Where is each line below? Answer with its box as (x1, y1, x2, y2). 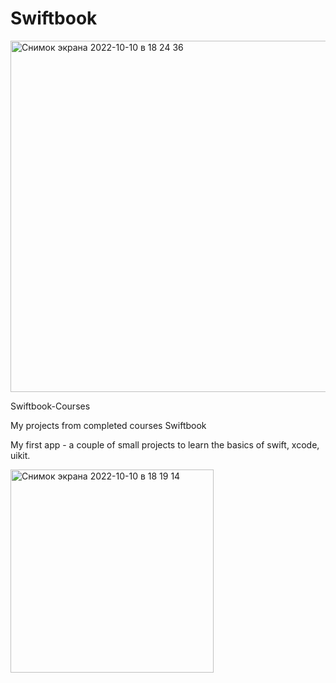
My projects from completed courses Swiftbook (10, 419, 207, 431)
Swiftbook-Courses (10, 400, 91, 412)
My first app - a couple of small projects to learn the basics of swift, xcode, (10, 438, 320, 451)
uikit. (10, 449, 31, 461)
